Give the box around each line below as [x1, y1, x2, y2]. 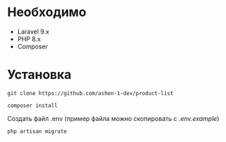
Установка [7, 67, 72, 83]
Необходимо [7, 4, 87, 20]
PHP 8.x [17, 34, 41, 43]
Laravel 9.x [17, 27, 50, 36]
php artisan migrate [7, 127, 68, 135]
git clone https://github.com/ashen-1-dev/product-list [7, 90, 174, 97]
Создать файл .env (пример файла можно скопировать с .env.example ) [7, 114, 220, 122]
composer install [7, 102, 58, 109]
